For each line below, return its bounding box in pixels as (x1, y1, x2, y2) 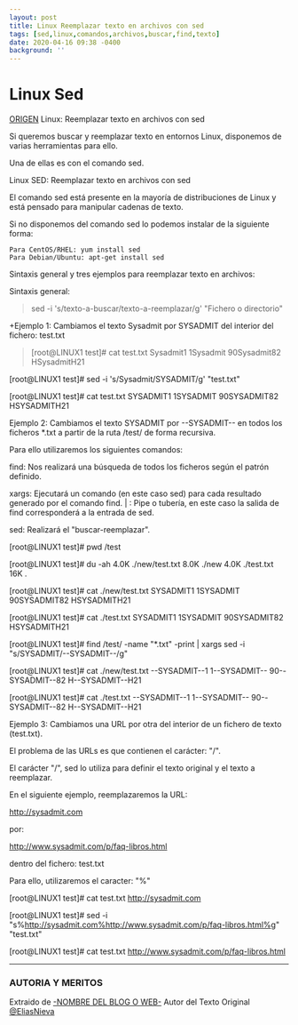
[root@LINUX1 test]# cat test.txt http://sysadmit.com (9, 893, 201, 903)
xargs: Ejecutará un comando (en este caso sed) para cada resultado (9, 488, 262, 499)
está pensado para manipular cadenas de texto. (9, 202, 184, 212)
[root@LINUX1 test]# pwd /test (9, 541, 122, 552)
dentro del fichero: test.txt (9, 859, 105, 869)
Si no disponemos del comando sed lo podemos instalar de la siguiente (9, 219, 270, 229)
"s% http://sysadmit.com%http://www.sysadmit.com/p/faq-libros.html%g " (9, 919, 280, 930)
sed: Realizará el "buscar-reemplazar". (9, 525, 151, 535)
